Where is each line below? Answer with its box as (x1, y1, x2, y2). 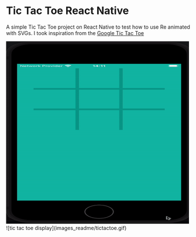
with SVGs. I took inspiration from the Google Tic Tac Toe (6, 29, 145, 36)
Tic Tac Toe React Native (6, 4, 129, 18)
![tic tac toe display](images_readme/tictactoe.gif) (6, 224, 127, 231)
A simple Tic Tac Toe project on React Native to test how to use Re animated (6, 23, 190, 30)
